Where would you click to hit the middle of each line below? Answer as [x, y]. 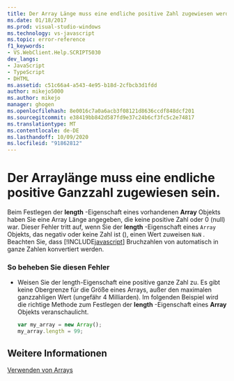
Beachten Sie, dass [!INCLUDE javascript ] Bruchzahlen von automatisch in [113, 242]
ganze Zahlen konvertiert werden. [56, 249]
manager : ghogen [31, 105]
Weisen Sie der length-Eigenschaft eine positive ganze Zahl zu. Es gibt [119, 283]
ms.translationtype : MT [42, 124]
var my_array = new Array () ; [60, 325]
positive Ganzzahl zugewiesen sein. [114, 193]
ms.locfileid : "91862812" [45, 144]
